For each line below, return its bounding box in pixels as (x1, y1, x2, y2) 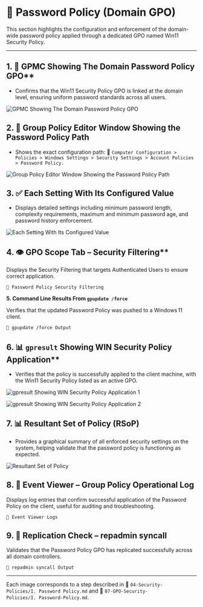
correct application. (6, 272, 56, 280)
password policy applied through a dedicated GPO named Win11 (19, 31, 179, 39)
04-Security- (130, 582, 163, 588)
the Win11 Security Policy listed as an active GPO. (14, 377, 138, 384)
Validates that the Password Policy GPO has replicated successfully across (6, 546, 193, 554)
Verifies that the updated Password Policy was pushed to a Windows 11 (6, 307, 183, 314)
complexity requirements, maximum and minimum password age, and (14, 211, 188, 218)
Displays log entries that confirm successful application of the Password (6, 496, 187, 503)
